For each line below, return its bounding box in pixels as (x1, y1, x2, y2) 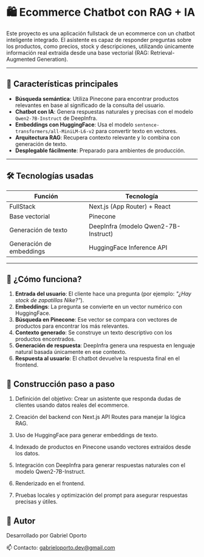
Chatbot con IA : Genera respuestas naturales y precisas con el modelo (15, 108, 193, 115)
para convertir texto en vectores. (95, 127, 178, 134)
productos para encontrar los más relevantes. (15, 322, 129, 330)
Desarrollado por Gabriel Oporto (6, 532, 87, 539)
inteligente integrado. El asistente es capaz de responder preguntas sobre (6, 36, 192, 43)
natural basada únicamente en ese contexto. (15, 348, 127, 356)
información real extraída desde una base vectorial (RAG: (6, 49, 149, 56)
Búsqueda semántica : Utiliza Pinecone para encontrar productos (15, 95, 179, 102)
